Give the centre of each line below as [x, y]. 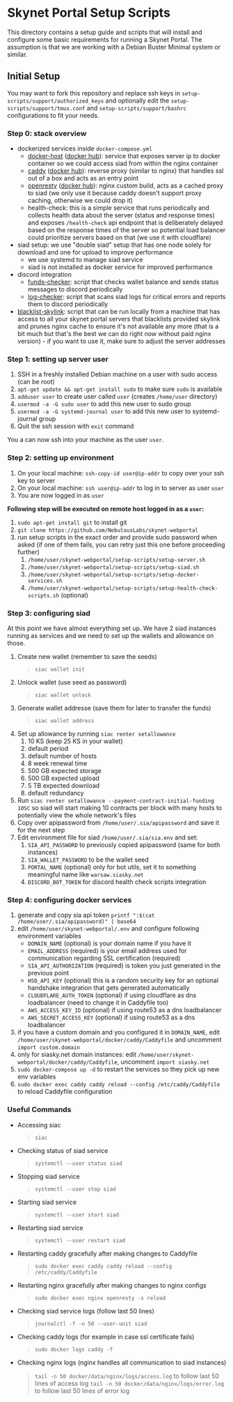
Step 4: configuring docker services [70, 899]
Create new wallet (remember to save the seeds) [87, 656]
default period [48, 748]
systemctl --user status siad [79, 1163]
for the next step [41, 830]
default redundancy [56, 793]
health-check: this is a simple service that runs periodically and [119, 208]
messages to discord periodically [75, 289]
